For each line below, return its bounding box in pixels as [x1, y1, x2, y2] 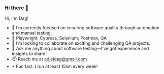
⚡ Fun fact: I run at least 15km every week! [11, 63, 98, 70]
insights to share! [11, 51, 47, 56]
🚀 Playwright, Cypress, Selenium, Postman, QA [11, 35, 107, 41]
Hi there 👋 [4, 4, 29, 11]
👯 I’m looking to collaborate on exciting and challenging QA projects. [11, 40, 151, 46]
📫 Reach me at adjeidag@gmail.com [11, 56, 87, 62]
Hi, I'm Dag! [4, 16, 29, 21]
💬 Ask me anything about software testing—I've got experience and [11, 46, 149, 52]
